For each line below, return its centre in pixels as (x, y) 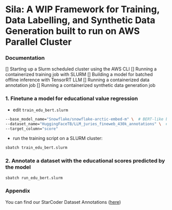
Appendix (18, 191)
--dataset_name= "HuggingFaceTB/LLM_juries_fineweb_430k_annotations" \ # (87, 124)
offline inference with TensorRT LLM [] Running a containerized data (78, 80)
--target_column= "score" (32, 129)
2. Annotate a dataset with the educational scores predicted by (85, 161)
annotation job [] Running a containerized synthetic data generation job (80, 85)
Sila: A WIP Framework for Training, (82, 9)
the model (18, 167)
